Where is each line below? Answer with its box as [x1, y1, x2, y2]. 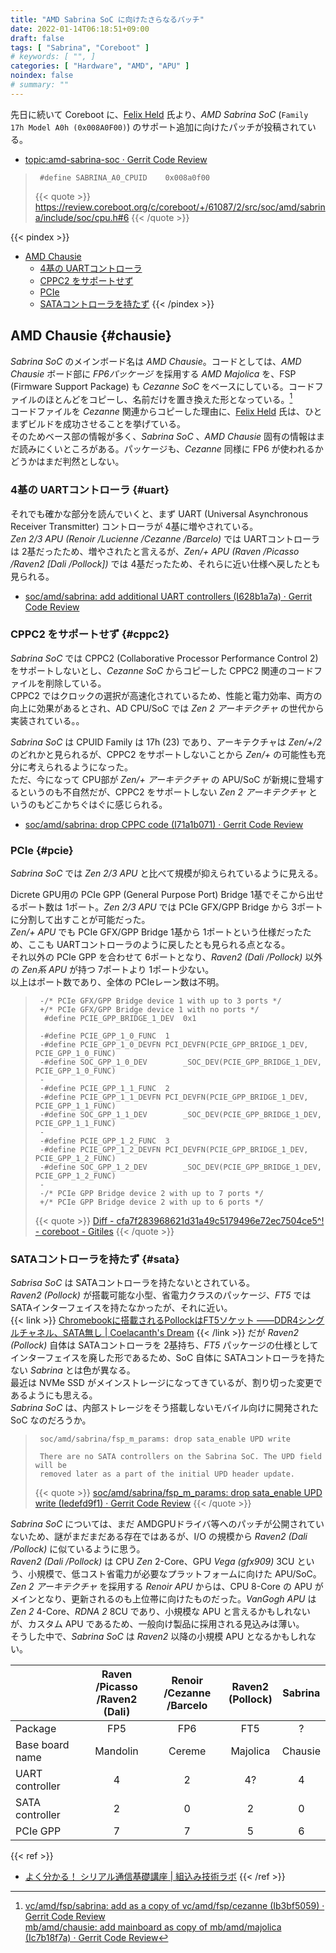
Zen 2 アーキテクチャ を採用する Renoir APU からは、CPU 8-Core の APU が [10, 1581, 324, 1593]
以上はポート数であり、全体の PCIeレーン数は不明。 [10, 976, 225, 988]
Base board [15, 1738, 70, 1752]
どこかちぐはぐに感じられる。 [44, 798, 168, 810]
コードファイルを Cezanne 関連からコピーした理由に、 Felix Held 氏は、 [10, 406, 305, 418]
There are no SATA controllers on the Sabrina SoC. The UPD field [39, 1452, 322, 1462]
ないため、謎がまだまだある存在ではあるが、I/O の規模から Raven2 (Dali [10, 1531, 308, 1543]
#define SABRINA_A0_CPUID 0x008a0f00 [39, 172, 211, 183]
